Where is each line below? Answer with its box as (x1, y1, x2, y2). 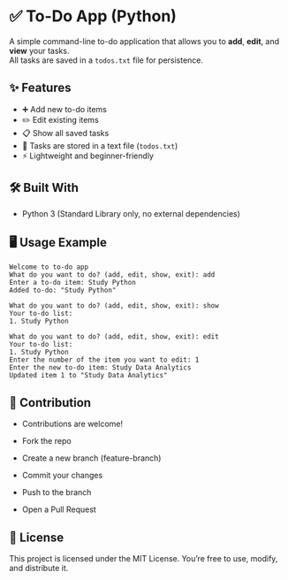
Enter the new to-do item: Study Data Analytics (9, 363, 192, 372)
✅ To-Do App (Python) (9, 6, 177, 27)
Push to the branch (21, 487, 92, 498)
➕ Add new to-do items (21, 103, 108, 114)
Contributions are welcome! (21, 418, 124, 430)
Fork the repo (21, 436, 72, 446)
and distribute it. (9, 563, 69, 573)
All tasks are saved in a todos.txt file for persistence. (9, 55, 204, 65)
